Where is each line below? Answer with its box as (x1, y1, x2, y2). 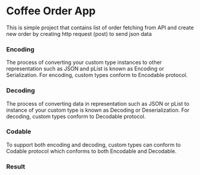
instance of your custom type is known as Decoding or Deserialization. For (6, 106, 190, 113)
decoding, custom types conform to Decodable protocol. (6, 112, 146, 120)
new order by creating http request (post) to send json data (6, 30, 152, 37)
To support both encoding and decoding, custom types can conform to (6, 141, 181, 148)
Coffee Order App (6, 4, 96, 18)
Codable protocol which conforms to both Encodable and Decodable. (6, 148, 177, 155)
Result (6, 162, 26, 171)
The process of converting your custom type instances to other (6, 59, 162, 66)
